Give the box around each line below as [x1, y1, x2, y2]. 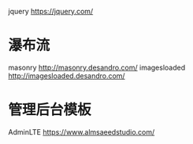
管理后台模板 [8, 101, 92, 119]
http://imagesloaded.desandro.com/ [8, 70, 125, 81]
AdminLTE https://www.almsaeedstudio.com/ [8, 127, 155, 136]
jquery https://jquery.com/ [8, 7, 94, 16]
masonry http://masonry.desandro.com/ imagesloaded [8, 63, 186, 72]
